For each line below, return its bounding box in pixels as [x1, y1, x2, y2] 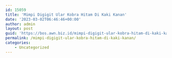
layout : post [5, 26, 33, 31]
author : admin [5, 21, 36, 27]
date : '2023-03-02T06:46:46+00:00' [5, 17, 81, 22]
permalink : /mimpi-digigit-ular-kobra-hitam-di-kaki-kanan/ [5, 36, 137, 41]
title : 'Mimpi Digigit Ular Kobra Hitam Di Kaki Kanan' [5, 12, 127, 17]
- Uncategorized [14, 45, 50, 50]
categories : [5, 40, 31, 45]
